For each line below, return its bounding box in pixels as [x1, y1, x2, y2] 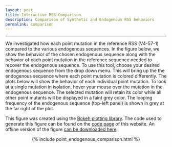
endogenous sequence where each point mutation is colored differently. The [5, 73, 167, 79]
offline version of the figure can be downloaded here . [5, 126, 118, 133]
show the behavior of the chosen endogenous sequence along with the [5, 52, 156, 58]
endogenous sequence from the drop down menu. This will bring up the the [5, 67, 165, 74]
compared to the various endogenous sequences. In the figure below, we [5, 46, 160, 52]
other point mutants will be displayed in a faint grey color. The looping [5, 95, 153, 101]
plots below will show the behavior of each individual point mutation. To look [5, 79, 166, 85]
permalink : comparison [5, 21, 54, 27]
